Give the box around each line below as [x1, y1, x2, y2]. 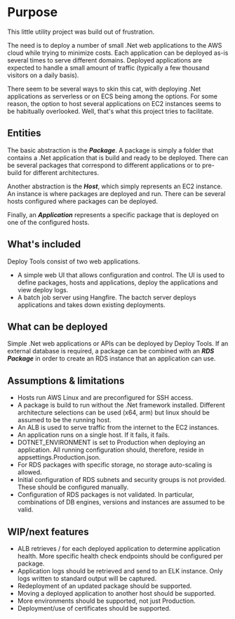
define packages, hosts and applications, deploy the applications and [17, 278, 218, 287]
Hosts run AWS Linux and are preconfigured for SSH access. [17, 393, 194, 402]
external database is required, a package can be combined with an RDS [7, 347, 215, 356]
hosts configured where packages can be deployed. [7, 197, 158, 205]
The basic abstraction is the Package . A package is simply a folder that [7, 145, 214, 155]
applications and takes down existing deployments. [17, 300, 166, 309]
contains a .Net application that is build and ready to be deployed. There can [7, 153, 229, 162]
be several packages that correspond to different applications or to [7, 161, 201, 169]
